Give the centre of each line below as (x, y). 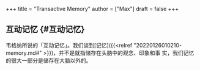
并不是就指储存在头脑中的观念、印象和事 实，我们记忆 (126, 53)
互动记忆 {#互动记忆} (45, 30)
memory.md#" (24, 53)
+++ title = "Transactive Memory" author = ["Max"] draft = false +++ (92, 9)
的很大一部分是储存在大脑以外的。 (49, 60)
